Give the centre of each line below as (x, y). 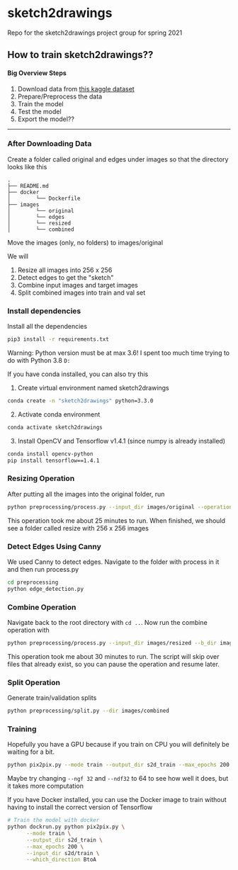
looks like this (27, 166)
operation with (28, 630)
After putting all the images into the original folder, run (86, 494)
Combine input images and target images (78, 285)
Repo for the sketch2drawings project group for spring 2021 (95, 33)
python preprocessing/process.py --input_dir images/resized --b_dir (112, 643)
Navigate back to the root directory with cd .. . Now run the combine (107, 623)
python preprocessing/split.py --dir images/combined (89, 711)
